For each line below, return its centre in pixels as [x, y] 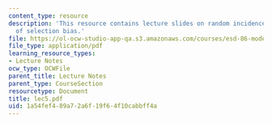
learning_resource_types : [52, 53]
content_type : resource [49, 16]
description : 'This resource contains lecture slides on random [119, 23]
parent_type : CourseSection [56, 83]
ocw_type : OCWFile [39, 69]
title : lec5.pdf [36, 99]
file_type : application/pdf [56, 46]
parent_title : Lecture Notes [57, 76]
